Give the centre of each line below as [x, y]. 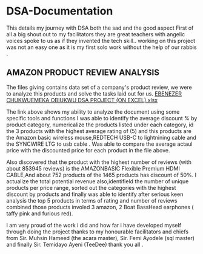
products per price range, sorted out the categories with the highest [91, 187]
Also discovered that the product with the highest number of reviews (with [99, 162]
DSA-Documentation [60, 11]
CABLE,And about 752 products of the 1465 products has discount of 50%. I [101, 175]
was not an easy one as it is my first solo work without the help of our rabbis [101, 47]
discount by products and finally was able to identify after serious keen [95, 194]
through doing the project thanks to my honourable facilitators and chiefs [98, 232]
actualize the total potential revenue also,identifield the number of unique [98, 181]
